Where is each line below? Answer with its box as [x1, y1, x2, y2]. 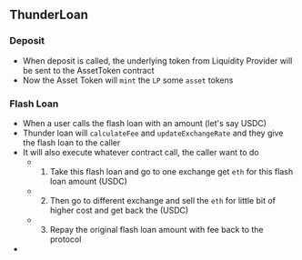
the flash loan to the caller [22, 136, 121, 148]
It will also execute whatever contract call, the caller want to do [22, 146, 259, 157]
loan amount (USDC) [49, 175, 127, 186]
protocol [49, 234, 82, 245]
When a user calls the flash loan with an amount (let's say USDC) [22, 117, 267, 128]
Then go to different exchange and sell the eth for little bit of [49, 195, 276, 205]
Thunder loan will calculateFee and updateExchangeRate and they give [22, 127, 284, 138]
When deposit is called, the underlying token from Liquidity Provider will [22, 55, 293, 66]
